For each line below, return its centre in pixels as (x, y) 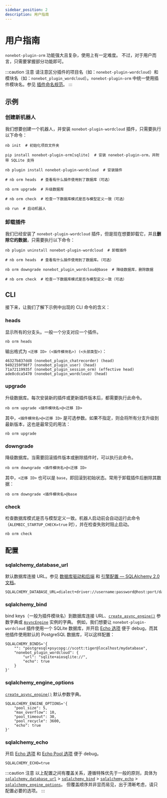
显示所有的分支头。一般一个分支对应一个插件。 (53, 332)
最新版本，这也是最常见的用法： (38, 424)
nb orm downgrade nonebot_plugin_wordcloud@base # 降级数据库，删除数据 (79, 270)
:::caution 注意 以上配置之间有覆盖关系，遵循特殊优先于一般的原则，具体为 (81, 773)
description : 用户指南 (27, 14)
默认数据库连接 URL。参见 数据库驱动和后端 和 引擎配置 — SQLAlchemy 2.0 (83, 576)
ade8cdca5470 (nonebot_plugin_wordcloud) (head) (56, 374)
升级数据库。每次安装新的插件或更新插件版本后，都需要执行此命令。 (75, 398)
